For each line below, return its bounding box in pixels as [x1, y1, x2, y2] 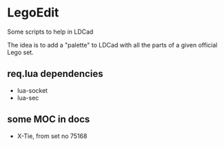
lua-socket [17, 86, 48, 94]
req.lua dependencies [7, 68, 103, 80]
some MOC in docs [7, 113, 90, 125]
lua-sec [17, 93, 39, 102]
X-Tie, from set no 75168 [17, 132, 88, 140]
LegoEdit [7, 5, 59, 21]
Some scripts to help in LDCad [7, 27, 94, 36]
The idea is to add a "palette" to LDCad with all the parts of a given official [7, 41, 218, 49]
